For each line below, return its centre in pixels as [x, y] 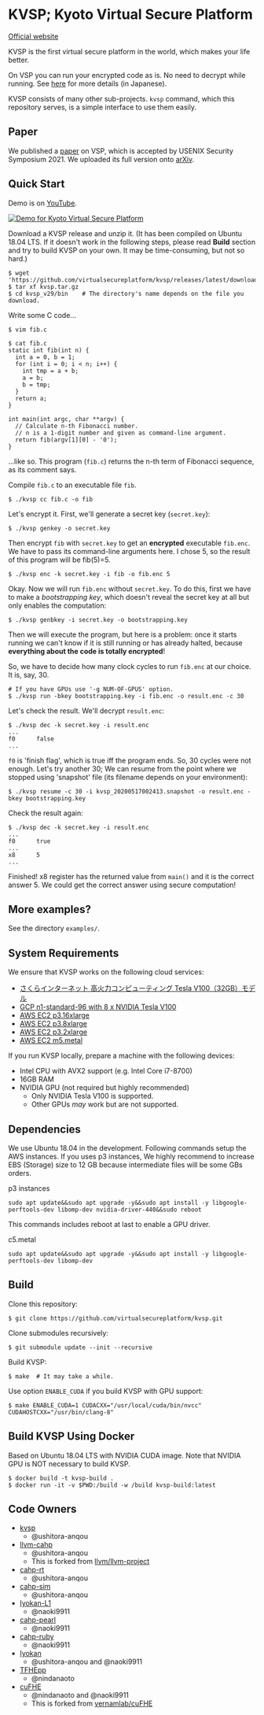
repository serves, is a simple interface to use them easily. [102, 107]
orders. [20, 1173]
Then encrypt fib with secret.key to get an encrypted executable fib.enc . [129, 543]
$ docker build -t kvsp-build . [61, 1478]
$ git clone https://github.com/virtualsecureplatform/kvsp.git [115, 1318]
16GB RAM [37, 1079]
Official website [33, 36]
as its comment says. [42, 469]
